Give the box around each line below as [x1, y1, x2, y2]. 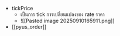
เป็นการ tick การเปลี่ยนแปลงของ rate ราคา [20, 11, 105, 18]
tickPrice [11, 5, 33, 11]
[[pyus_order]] [11, 23, 47, 30]
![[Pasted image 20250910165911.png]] [20, 17, 115, 24]
